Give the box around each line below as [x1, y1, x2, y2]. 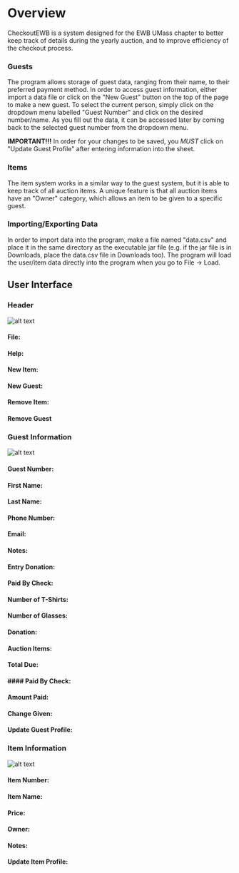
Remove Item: [7, 398, 50, 407]
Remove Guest [7, 414, 52, 423]
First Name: [7, 481, 43, 489]
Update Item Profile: [7, 857, 68, 866]
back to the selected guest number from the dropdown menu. [7, 123, 189, 132]
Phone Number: [7, 514, 56, 522]
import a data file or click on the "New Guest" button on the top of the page [7, 93, 229, 101]
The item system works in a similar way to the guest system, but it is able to [7, 178, 230, 187]
